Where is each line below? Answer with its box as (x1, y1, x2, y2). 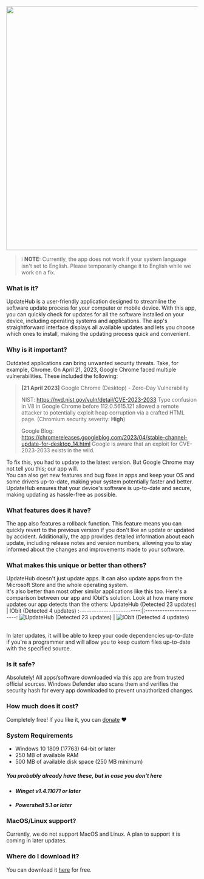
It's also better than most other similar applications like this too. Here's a (6, 588, 187, 595)
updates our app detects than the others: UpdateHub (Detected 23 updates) (6, 600, 197, 608)
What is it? (6, 283, 38, 292)
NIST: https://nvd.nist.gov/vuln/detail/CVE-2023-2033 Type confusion (21, 396, 197, 403)
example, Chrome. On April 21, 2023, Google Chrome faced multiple (6, 366, 177, 373)
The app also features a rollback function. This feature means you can (6, 519, 182, 527)
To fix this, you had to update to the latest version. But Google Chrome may (6, 458, 194, 466)
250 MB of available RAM (15, 752, 79, 759)
